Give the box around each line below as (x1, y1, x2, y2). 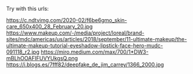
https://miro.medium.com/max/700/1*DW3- (41, 48, 149, 55)
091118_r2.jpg (6, 48, 40, 55)
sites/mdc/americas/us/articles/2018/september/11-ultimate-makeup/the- (6, 36, 187, 42)
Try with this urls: (6, 5, 49, 12)
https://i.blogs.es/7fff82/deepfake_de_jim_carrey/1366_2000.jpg (6, 61, 164, 68)
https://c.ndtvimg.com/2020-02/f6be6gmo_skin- (6, 17, 127, 23)
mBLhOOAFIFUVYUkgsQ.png (6, 55, 78, 61)
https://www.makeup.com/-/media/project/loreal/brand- (6, 29, 145, 36)
